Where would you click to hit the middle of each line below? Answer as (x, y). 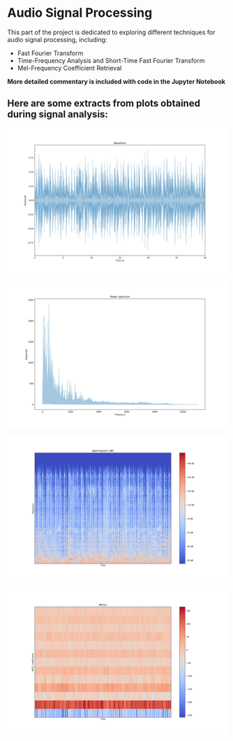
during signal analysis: (58, 114)
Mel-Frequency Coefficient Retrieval (69, 68)
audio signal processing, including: (57, 39)
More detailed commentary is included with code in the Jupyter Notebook (116, 81)
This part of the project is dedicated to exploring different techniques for (111, 32)
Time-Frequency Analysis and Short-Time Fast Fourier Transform (111, 60)
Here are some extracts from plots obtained (104, 104)
